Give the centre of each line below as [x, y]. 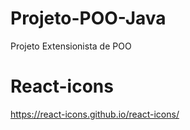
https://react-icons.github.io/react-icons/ [95, 114]
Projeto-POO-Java [88, 18]
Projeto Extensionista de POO [71, 46]
